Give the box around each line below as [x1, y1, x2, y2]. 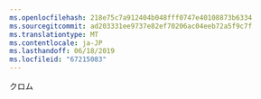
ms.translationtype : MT [9, 30, 99, 39]
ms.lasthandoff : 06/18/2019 [9, 47, 116, 56]
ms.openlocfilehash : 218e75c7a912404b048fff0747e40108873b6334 [9, 13, 253, 22]
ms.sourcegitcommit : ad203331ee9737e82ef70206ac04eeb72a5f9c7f [9, 22, 253, 31]
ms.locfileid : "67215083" [9, 55, 107, 64]
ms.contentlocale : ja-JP [9, 38, 103, 48]
